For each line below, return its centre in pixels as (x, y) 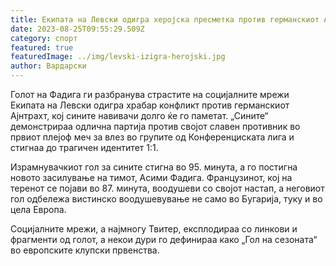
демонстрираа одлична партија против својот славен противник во (155, 126)
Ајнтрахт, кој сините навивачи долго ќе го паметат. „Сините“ (139, 115)
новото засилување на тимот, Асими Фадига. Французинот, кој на (151, 177)
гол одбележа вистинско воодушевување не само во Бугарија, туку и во (166, 199)
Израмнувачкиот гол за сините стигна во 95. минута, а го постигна (154, 167)
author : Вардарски (48, 66)
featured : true (42, 47)
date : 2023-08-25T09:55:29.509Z (77, 29)
